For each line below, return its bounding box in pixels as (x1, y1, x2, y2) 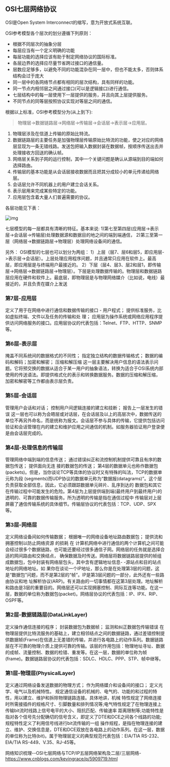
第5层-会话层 (5, 392, 37, 399)
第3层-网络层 (5, 521, 37, 528)
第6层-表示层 (5, 340, 37, 347)
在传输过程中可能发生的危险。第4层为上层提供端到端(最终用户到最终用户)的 (5, 488, 162, 494)
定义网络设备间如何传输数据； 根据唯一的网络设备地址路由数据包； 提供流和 (5, 534, 163, 540)
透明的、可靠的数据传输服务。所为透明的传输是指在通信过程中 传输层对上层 (5, 495, 162, 501)
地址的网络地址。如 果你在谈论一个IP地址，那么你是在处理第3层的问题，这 (5, 566, 160, 572)
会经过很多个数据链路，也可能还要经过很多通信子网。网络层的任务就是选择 (5, 546, 160, 553)
